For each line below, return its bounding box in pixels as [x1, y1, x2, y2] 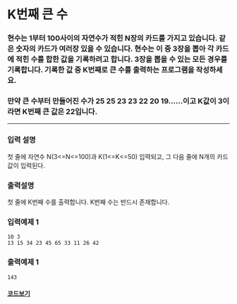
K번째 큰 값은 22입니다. [22, 107, 97, 117]
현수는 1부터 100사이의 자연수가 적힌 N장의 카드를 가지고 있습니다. [7, 33, 217, 43]
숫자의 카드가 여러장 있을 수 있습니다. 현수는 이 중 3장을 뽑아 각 [15, 44, 214, 53]
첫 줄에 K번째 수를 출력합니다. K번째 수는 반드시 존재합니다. [7, 198, 170, 206]
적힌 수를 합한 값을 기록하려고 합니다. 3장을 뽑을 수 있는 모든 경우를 [15, 54, 228, 64]
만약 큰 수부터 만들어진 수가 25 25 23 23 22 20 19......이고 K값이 [7, 96, 217, 106]
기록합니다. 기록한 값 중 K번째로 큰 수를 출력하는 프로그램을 [7, 65, 195, 75]
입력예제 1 [7, 217, 39, 227]
